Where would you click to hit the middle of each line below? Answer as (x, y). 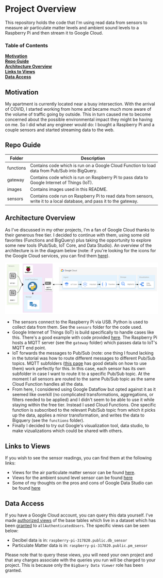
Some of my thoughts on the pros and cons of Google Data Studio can (82, 483)
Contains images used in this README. (69, 189)
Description (93, 158)
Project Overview (41, 9)
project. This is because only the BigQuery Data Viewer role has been (74, 565)
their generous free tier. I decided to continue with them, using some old (77, 235)
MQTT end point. (29, 348)
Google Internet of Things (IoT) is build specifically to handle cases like (83, 332)
